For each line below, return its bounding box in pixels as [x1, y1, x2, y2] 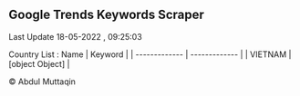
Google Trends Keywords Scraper [8, 7, 204, 23]
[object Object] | [8, 58, 70, 69]
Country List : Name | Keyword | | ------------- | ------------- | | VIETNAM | [8, 49, 292, 60]
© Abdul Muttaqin [8, 76, 77, 87]
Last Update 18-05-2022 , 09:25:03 [8, 31, 142, 42]
